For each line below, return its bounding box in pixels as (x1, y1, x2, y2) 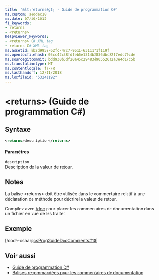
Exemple (5, 225, 32, 233)
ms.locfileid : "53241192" (5, 75, 57, 80)
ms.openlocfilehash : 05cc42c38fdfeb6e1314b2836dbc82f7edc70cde (5, 52, 136, 57)
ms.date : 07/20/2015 (5, 16, 47, 21)
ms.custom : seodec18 (5, 12, 47, 17)
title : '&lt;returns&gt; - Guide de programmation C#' (5, 7, 118, 12)
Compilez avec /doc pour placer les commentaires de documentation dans (5, 205, 154, 211)
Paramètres (5, 149, 29, 155)
